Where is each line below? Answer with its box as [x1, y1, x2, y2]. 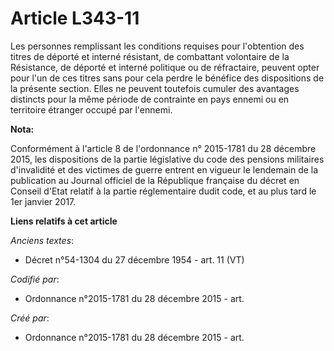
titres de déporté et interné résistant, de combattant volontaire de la [10, 50, 290, 62]
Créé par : [10, 312, 50, 324]
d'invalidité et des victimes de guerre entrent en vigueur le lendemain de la [10, 163, 319, 176]
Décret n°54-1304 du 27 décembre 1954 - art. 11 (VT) [24, 253, 245, 266]
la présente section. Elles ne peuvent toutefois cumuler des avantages [10, 82, 300, 94]
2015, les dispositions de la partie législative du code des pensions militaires [10, 153, 325, 165]
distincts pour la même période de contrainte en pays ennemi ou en [10, 93, 290, 105]
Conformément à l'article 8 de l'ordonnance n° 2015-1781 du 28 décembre [10, 142, 317, 154]
